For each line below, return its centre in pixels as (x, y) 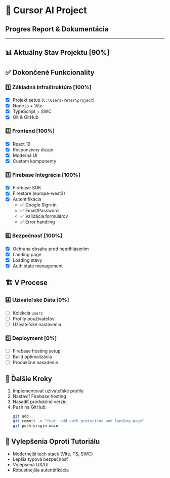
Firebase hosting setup (36, 351)
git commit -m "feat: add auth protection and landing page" (78, 421)
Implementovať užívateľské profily (48, 391)
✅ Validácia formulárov (44, 216)
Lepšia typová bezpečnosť (40, 459)
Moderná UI (25, 155)
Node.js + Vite (28, 106)
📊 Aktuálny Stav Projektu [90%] (57, 53)
